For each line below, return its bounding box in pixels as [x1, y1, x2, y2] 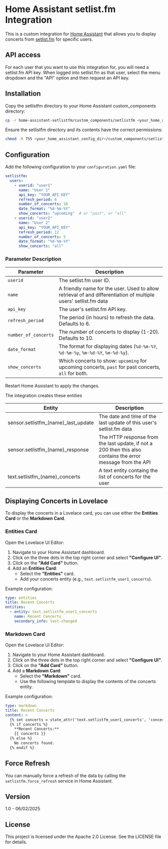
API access [5, 51, 41, 59]
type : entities [5, 595, 37, 600]
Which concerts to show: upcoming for [58, 357, 147, 364]
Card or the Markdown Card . [5, 515, 65, 521]
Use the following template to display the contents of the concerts [19, 679, 156, 685]
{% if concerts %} [9, 722, 48, 727]
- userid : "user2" [14, 216, 52, 221]
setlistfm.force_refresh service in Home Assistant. [5, 778, 113, 784]
